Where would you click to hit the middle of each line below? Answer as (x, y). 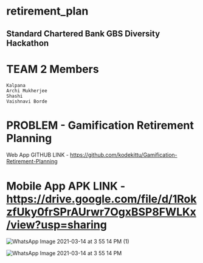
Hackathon (28, 43)
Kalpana (16, 85)
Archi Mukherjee (27, 91)
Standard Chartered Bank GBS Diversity (83, 34)
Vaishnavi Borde (27, 101)
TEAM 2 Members (53, 69)
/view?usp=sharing (57, 224)
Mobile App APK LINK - (66, 186)
